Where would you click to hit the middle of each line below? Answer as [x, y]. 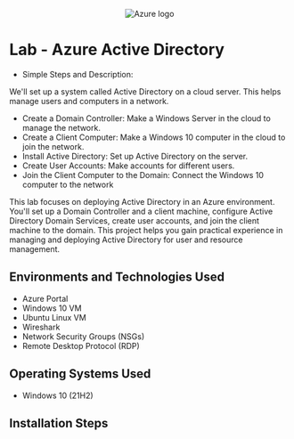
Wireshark [41, 327]
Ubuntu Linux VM [54, 317]
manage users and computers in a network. [89, 101]
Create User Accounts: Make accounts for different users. [128, 166]
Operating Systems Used [80, 374]
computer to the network [68, 184]
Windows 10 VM [52, 308]
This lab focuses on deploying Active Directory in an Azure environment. [142, 201]
